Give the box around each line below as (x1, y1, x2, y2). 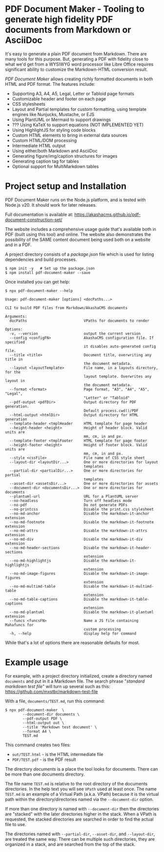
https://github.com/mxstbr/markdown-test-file (5, 688, 98, 694)
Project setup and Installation (5, 181, 127, 192)
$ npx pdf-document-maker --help (5, 288, 73, 293)
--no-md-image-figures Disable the (9, 571, 108, 576)
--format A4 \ (22, 729, 51, 734)
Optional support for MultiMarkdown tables (12, 163, 99, 169)
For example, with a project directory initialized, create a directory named (5, 673, 152, 679)
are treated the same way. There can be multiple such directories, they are (5, 836, 155, 842)
